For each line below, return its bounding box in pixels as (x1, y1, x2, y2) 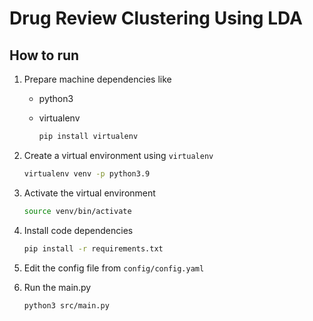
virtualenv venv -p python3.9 (23, 168, 151, 179)
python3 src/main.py (23, 300, 110, 311)
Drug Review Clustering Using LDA (9, 7, 303, 30)
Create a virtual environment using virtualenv (23, 149, 214, 161)
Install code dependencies (23, 224, 134, 236)
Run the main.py (23, 281, 92, 293)
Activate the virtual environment (23, 187, 156, 199)
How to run (9, 47, 80, 64)
